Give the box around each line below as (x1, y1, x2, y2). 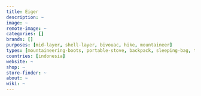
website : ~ (6, 58, 33, 64)
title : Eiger (6, 8, 39, 15)
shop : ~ (6, 64, 26, 70)
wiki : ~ (6, 81, 26, 87)
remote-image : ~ (6, 25, 47, 32)
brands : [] (6, 36, 33, 42)
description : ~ (6, 14, 44, 20)
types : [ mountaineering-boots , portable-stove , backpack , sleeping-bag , (6, 48, 191, 54)
